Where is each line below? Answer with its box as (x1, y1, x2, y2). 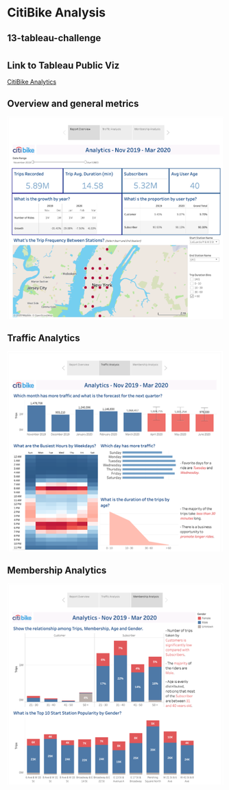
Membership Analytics (7, 564, 107, 577)
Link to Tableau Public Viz (7, 60, 120, 71)
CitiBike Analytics (7, 77, 57, 86)
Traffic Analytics (7, 333, 80, 344)
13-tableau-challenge (7, 32, 101, 44)
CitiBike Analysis (7, 5, 106, 21)
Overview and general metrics (7, 97, 139, 109)
